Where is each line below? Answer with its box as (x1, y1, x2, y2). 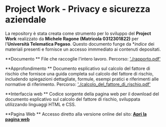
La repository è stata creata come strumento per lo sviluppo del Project (5, 30, 151, 36)
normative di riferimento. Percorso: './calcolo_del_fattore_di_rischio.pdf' (5, 81, 151, 87)
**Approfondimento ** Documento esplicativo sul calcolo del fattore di (5, 65, 150, 71)
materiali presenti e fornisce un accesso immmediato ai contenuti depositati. (5, 46, 161, 52)
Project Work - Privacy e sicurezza (5, 3, 151, 15)
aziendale (5, 14, 47, 25)
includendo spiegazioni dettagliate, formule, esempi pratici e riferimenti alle (5, 76, 159, 82)
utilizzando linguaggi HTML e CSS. (5, 101, 76, 107)
